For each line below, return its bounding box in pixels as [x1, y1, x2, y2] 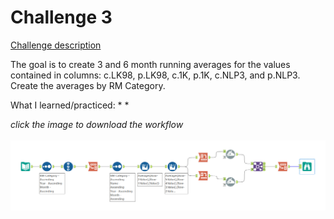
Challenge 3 [10, 6, 113, 29]
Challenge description [10, 39, 102, 51]
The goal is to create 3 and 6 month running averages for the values [10, 58, 291, 70]
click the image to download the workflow [10, 118, 184, 130]
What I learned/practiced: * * [10, 99, 130, 111]
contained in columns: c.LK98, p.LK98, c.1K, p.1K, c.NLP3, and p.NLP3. [10, 69, 301, 81]
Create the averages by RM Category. [10, 79, 166, 91]
